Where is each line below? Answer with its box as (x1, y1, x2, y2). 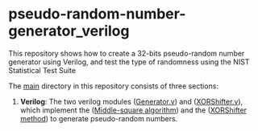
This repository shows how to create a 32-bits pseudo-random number (8, 48, 245, 58)
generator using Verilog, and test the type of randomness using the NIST (8, 57, 250, 67)
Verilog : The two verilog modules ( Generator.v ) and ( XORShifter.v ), (19, 96, 243, 106)
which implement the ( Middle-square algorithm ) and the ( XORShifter (19, 105, 248, 115)
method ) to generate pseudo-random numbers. (19, 113, 178, 123)
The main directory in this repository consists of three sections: (8, 81, 219, 91)
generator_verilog (8, 22, 130, 40)
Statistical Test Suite (8, 65, 77, 75)
